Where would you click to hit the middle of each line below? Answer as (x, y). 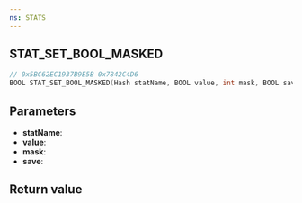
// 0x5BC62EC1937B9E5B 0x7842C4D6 (74, 75)
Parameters (43, 111)
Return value (46, 190)
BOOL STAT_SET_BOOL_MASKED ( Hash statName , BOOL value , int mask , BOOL (144, 83)
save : (33, 161)
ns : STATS (28, 18)
